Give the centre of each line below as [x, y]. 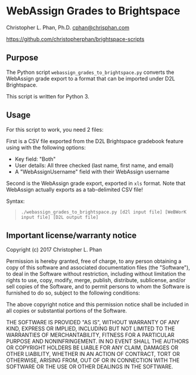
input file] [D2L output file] [60, 217]
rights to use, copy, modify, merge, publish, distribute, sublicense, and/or [96, 280]
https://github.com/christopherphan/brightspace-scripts [75, 39]
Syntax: [15, 201]
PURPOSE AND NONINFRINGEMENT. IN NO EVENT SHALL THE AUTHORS [98, 342]
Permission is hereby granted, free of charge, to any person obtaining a [94, 261]
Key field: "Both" [35, 159]
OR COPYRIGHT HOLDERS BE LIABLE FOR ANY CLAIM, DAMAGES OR [92, 348]
